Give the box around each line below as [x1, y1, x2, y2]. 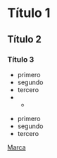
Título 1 [7, 5, 51, 21]
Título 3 [7, 55, 34, 64]
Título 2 [7, 33, 42, 45]
